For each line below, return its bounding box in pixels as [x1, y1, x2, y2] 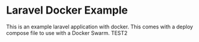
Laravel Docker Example [6, 4, 128, 17]
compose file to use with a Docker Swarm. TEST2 [6, 29, 128, 36]
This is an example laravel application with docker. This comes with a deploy [6, 23, 193, 30]
